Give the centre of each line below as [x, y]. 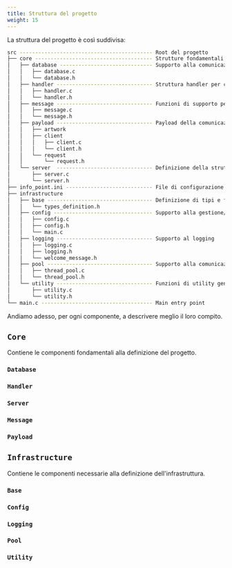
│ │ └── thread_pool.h [46, 277]
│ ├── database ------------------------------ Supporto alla [101, 65]
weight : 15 [23, 20]
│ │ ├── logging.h [40, 252]
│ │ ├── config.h [38, 226]
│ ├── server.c [38, 174]
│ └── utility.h [40, 296]
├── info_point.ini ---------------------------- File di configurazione [116, 187]
